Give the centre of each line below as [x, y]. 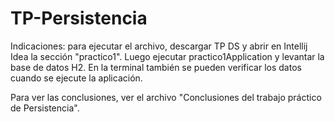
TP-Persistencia [79, 18]
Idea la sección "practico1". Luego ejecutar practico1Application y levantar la [167, 56]
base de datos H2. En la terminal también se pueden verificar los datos [156, 67]
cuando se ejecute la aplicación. [76, 78]
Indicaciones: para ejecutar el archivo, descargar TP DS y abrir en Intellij [159, 46]
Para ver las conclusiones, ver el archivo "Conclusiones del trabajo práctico [166, 97]
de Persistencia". [45, 108]
